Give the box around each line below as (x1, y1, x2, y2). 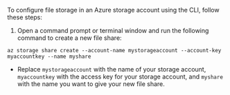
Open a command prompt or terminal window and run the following (17, 27, 209, 34)
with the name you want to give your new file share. (17, 80, 165, 88)
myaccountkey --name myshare (7, 53, 91, 60)
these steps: (7, 13, 43, 21)
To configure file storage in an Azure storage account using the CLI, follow (7, 6, 220, 14)
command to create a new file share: (17, 34, 123, 42)
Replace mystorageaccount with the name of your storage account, (17, 65, 206, 73)
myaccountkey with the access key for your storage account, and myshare (17, 72, 224, 81)
